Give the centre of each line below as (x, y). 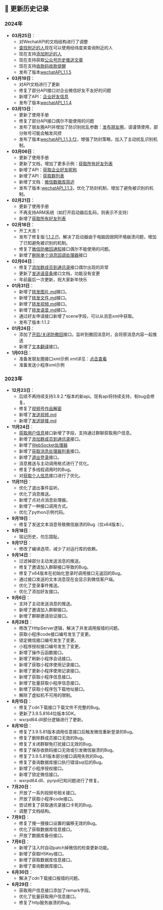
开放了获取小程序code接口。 (47, 799)
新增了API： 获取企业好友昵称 (48, 169)
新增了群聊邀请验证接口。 (45, 616)
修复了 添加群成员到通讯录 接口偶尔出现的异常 (64, 267)
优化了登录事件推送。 (40, 585)
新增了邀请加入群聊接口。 (45, 609)
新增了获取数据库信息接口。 (47, 860)
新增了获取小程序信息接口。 (47, 677)
